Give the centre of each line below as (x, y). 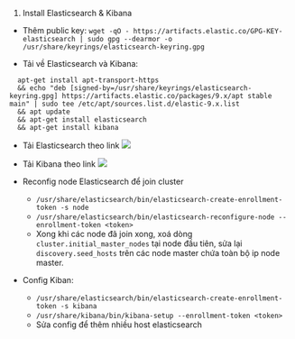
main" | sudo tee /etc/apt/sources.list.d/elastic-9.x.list (125, 104)
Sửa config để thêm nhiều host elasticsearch (119, 325)
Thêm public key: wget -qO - (76, 30)
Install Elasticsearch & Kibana (77, 13)
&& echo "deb (42, 88)
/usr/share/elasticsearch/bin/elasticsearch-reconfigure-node (155, 217)
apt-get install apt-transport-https (88, 80)
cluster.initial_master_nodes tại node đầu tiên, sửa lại (139, 243)
